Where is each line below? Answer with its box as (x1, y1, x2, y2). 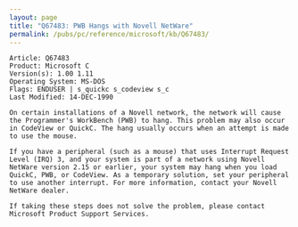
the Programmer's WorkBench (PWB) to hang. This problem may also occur (9, 117, 286, 126)
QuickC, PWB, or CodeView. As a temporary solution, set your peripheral (9, 171, 290, 180)
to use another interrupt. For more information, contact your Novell (9, 179, 277, 188)
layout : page (9, 12, 58, 22)
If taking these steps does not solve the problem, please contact (9, 202, 266, 211)
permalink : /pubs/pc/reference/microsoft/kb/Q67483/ (9, 29, 210, 38)
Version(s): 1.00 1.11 (9, 69, 94, 78)
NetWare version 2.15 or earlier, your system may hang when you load (9, 163, 277, 172)
